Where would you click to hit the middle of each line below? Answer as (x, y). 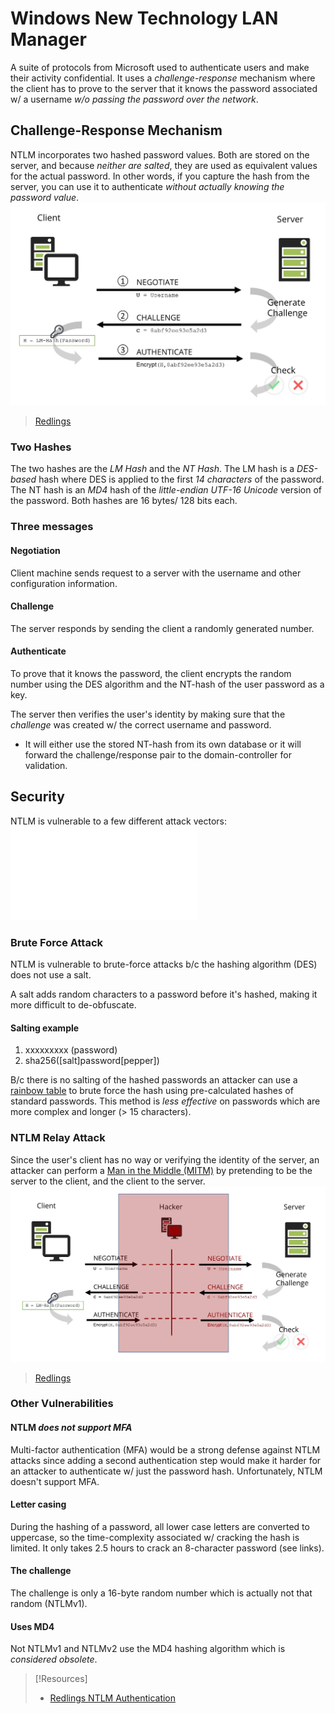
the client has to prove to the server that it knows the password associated (164, 88)
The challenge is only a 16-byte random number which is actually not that (161, 1593)
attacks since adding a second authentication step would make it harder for (166, 1460)
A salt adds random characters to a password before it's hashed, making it (164, 994)
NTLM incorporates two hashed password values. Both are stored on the (160, 154)
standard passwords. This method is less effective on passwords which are (165, 1101)
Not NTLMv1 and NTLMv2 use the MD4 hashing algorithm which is (148, 1649)
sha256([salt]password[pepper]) (92, 1061)
